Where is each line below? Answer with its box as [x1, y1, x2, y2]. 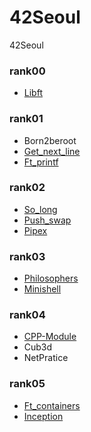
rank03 [9, 249, 46, 263]
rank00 [9, 64, 46, 78]
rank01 [9, 112, 44, 126]
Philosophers [23, 272, 79, 285]
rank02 [9, 181, 46, 195]
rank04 [9, 308, 46, 322]
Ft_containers [23, 399, 81, 411]
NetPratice [23, 352, 69, 364]
